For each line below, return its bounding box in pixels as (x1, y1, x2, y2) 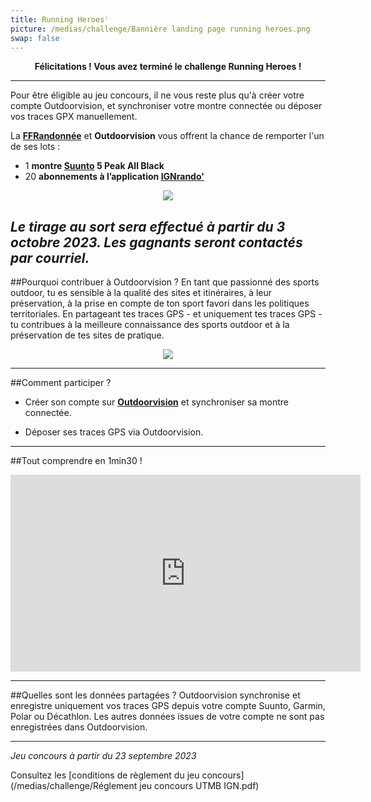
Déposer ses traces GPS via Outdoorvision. (24, 426, 204, 438)
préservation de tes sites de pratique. (10, 329, 165, 341)
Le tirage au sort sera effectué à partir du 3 (10, 218, 286, 235)
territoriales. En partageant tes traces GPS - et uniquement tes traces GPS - (10, 308, 323, 320)
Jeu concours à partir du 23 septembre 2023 (10, 750, 197, 762)
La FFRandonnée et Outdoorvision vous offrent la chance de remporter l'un (10, 130, 325, 142)
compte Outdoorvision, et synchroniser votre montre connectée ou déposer (10, 100, 323, 112)
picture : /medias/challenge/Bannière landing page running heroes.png (10, 24, 311, 34)
